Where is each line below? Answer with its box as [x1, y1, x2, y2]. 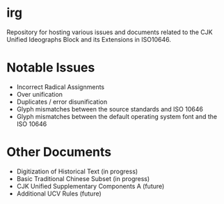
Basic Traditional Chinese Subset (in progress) [16, 174, 150, 182]
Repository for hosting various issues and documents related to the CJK [6, 28, 213, 36]
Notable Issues [6, 60, 95, 76]
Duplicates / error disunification [16, 97, 108, 106]
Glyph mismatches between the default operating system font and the [16, 112, 217, 120]
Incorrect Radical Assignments [16, 82, 105, 91]
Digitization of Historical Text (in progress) [16, 167, 138, 175]
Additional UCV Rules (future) [16, 189, 102, 198]
